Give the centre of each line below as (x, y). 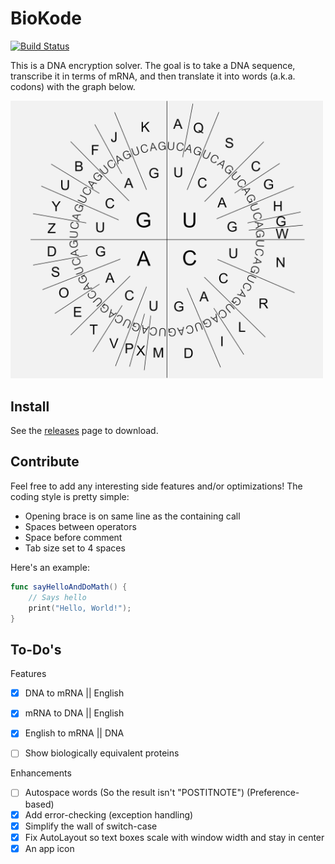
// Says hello (57, 597)
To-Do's (36, 649)
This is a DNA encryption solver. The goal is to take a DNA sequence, (153, 65)
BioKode (46, 18)
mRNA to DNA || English (74, 713)
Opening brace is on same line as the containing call (132, 516)
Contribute (45, 462)
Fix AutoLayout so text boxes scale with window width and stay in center (174, 837)
